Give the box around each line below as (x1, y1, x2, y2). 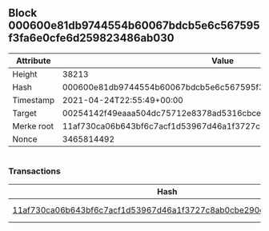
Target (12, 107, 38, 118)
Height (12, 68, 38, 79)
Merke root (12, 120, 54, 131)
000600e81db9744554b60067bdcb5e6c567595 (8, 19, 260, 33)
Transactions (8, 165, 62, 177)
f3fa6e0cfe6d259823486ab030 (8, 31, 175, 45)
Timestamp (12, 94, 55, 106)
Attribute (15, 55, 51, 66)
